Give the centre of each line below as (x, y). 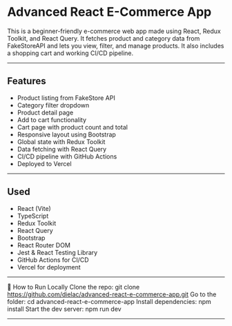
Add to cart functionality (52, 120)
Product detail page (45, 112)
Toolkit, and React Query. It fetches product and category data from (104, 38)
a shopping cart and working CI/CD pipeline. (70, 53)
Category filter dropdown (53, 105)
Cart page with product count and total (72, 127)
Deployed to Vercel (44, 163)
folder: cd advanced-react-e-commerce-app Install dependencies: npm (109, 301)
